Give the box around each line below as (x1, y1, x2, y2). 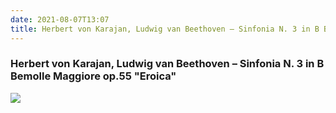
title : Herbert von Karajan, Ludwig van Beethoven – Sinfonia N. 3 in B (10, 24, 320, 34)
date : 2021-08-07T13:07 (10, 14, 110, 25)
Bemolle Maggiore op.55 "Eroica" (10, 69, 177, 83)
